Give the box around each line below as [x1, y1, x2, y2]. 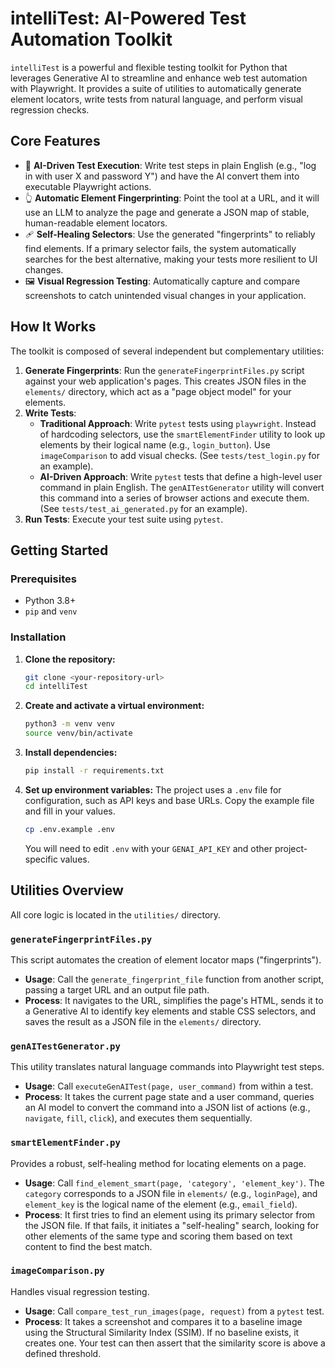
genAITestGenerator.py [10, 1040, 121, 1052]
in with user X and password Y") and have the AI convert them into [24, 170, 300, 182]
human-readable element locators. [24, 217, 168, 229]
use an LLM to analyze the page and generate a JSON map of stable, [24, 206, 310, 218]
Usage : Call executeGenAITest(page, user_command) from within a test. [24, 1080, 314, 1092]
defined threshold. [24, 1347, 102, 1359]
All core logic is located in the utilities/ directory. [10, 908, 222, 921]
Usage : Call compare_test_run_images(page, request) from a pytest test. [24, 1305, 325, 1317]
